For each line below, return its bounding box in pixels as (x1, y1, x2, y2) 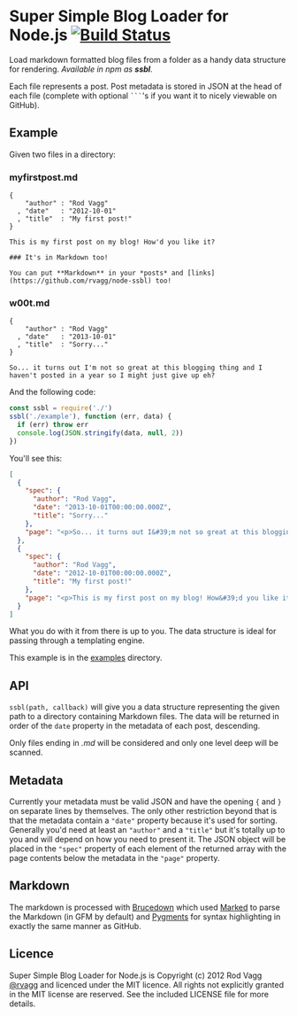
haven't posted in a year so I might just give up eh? (9, 371, 216, 380)
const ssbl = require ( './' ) (9, 404, 113, 413)
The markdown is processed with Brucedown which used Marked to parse (9, 902, 280, 912)
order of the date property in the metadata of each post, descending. (9, 720, 261, 732)
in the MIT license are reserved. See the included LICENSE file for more (9, 989, 270, 999)
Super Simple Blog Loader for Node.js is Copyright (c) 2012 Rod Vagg (9, 970, 263, 981)
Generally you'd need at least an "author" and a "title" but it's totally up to (9, 825, 286, 835)
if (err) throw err (17, 421, 89, 430)
